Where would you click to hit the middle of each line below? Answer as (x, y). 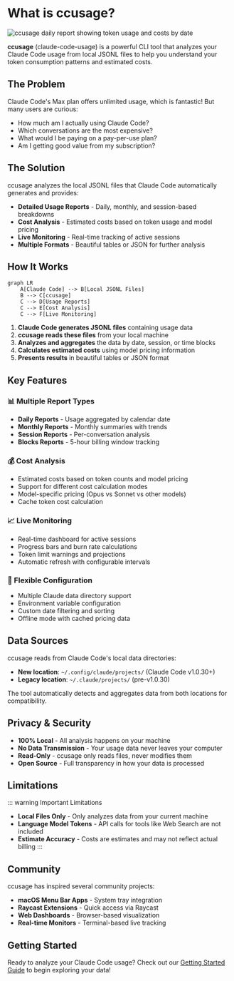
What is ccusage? (61, 13)
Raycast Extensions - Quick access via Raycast (88, 908)
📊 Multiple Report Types (51, 401)
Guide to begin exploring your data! (59, 970)
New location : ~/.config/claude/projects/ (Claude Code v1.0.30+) (116, 672)
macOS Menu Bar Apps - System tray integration (90, 900)
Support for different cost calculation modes (83, 487)
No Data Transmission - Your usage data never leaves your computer (120, 748)
